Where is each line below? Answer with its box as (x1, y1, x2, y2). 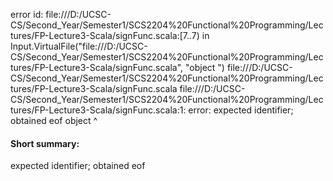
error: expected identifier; (188, 104, 294, 116)
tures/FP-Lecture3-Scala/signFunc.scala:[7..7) (10, 30, 200, 41)
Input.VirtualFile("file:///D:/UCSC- (10, 40, 148, 52)
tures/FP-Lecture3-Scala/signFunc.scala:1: (10, 104, 187, 116)
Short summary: (10, 137, 80, 149)
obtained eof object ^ (10, 115, 98, 126)
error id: (10, 9, 44, 20)
